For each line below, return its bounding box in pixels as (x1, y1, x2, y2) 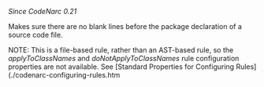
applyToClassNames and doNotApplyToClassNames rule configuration (8, 54, 240, 63)
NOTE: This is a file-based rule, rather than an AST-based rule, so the (8, 45, 234, 54)
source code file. (8, 31, 63, 39)
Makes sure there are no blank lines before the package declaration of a (8, 22, 243, 31)
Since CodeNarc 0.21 (8, 7, 77, 16)
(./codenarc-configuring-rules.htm (8, 71, 121, 79)
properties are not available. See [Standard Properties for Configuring (8, 62, 235, 71)
